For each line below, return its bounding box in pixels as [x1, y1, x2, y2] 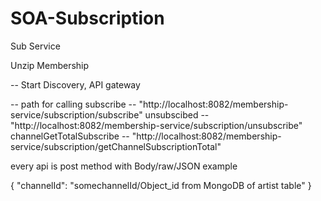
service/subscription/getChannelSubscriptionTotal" [10, 140, 222, 152]
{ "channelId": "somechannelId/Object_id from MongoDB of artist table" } [10, 179, 312, 191]
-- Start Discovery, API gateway [10, 78, 141, 91]
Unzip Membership [10, 59, 90, 71]
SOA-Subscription [10, 7, 165, 30]
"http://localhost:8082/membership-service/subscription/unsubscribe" [10, 119, 303, 131]
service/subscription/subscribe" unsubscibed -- [10, 108, 210, 121]
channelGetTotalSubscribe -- [10, 130, 130, 142]
